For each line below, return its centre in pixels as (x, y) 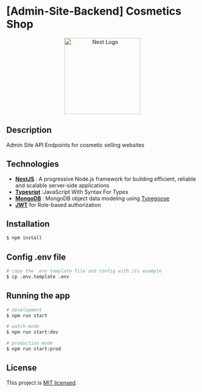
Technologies (33, 164)
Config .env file (36, 257)
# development (24, 310)
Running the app (38, 296)
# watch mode (23, 327)
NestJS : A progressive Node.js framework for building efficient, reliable (106, 179)
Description (29, 130)
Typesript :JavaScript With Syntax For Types (72, 192)
